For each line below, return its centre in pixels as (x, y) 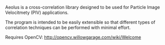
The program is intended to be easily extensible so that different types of (80, 22)
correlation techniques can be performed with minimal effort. (68, 27)
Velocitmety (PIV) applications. (37, 12)
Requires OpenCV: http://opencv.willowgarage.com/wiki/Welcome (73, 37)
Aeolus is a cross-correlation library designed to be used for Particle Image (82, 7)
